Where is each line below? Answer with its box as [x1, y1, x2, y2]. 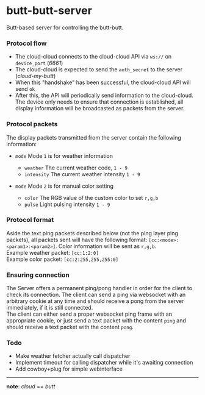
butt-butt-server [6, 4, 93, 18]
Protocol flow [6, 39, 47, 48]
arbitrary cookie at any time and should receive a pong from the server [6, 297, 184, 305]
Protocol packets [6, 120, 58, 129]
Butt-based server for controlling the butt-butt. [6, 24, 124, 31]
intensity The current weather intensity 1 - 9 [24, 170, 140, 177]
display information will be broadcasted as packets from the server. [15, 105, 185, 112]
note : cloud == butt [6, 383, 56, 390]
